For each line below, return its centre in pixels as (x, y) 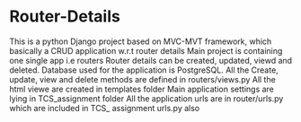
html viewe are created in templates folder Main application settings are (142, 89)
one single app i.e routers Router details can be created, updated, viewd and (151, 60)
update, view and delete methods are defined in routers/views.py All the (142, 79)
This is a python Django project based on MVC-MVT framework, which (141, 41)
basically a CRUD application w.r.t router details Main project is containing (146, 50)
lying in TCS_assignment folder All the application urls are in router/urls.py (146, 98)
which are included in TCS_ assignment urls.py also (105, 108)
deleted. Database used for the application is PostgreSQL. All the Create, (144, 70)
